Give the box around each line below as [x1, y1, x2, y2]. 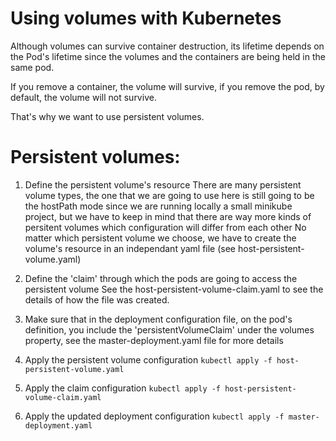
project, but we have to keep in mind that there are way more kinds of [24, 210, 312, 222]
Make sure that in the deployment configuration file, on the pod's [24, 313, 293, 325]
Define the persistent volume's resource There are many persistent [24, 178, 302, 191]
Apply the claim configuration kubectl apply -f [24, 382, 222, 394]
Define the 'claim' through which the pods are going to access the [24, 272, 298, 284]
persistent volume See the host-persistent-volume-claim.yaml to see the [24, 283, 324, 295]
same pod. [10, 61, 55, 73]
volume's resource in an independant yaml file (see [24, 242, 237, 254]
